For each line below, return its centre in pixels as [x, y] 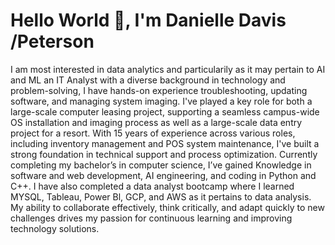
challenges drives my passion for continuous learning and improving [151, 218]
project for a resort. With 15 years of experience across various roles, [153, 133]
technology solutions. [55, 228]
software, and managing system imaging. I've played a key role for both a [161, 101]
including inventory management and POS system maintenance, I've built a [165, 143]
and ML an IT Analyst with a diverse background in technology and [148, 80]
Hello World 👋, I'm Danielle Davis [148, 20]
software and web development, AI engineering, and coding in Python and [163, 175]
